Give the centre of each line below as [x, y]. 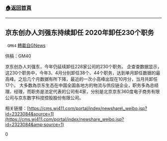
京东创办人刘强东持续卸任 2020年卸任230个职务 [80, 33]
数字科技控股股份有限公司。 [55, 98]
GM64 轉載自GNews [26, 45]
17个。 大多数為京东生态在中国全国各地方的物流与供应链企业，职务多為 [78, 85]
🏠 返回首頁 [18, 7]
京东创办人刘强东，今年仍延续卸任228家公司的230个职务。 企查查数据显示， [83, 67]
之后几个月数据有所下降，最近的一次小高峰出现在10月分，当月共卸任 [88, 79]
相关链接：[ [17, 109]
